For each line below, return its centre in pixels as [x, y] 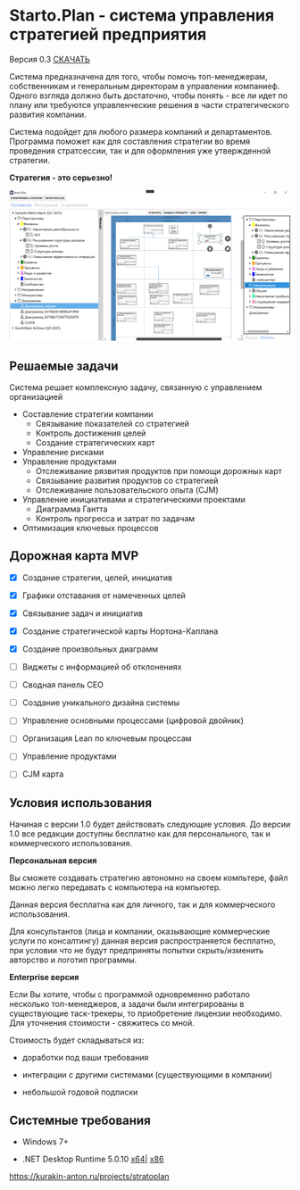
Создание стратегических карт [95, 442]
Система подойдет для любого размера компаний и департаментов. [141, 131]
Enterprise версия [44, 978]
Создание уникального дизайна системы [101, 703]
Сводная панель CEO [63, 685]
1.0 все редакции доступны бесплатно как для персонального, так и [140, 834]
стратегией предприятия [108, 34]
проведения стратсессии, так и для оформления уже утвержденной [140, 150]
